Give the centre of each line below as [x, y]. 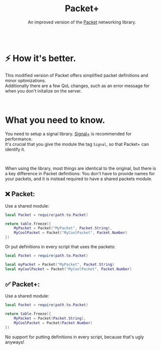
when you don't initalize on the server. [43, 91]
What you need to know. [55, 120]
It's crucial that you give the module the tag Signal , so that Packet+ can [77, 144]
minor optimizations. [26, 80]
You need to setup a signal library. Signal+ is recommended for [68, 134]
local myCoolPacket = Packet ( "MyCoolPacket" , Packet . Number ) [69, 269]
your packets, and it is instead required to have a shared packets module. [79, 179]
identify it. [15, 149]
